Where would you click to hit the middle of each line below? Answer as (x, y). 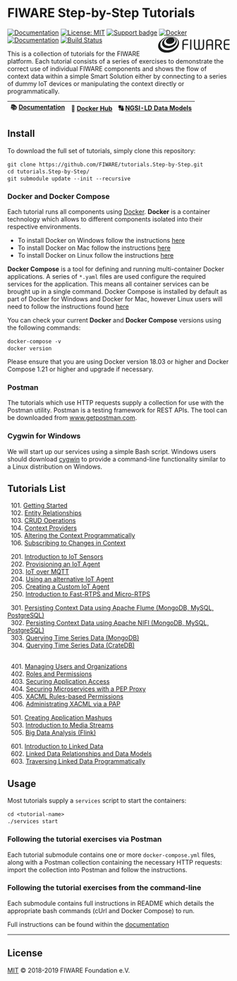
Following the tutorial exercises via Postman (85, 839)
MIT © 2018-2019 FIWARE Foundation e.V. (69, 970)
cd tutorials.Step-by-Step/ (49, 171)
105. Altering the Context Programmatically (73, 536)
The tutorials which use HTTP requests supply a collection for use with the (116, 403)
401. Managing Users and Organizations (69, 667)
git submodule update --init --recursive (69, 179)
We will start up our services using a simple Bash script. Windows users (112, 451)
